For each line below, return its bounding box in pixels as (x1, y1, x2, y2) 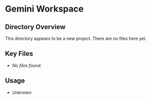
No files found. (12, 62, 42, 68)
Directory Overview (5, 23, 66, 31)
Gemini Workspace (5, 3, 84, 15)
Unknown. (12, 89, 33, 95)
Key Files (5, 49, 33, 58)
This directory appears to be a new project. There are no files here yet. (5, 35, 147, 41)
